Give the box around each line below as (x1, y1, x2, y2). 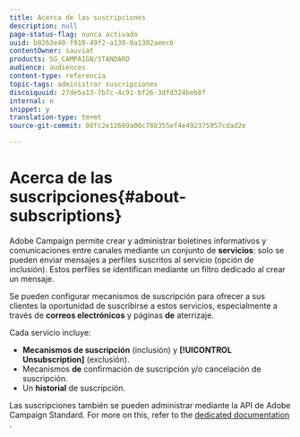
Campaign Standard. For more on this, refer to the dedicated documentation (9, 409, 290, 420)
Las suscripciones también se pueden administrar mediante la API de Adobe (9, 399, 291, 410)
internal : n (9, 96, 54, 106)
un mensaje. (9, 273, 56, 284)
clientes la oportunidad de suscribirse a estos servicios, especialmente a (9, 300, 278, 311)
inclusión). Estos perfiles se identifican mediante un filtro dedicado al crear (9, 263, 287, 274)
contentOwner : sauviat (9, 47, 94, 56)
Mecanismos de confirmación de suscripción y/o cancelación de (21, 364, 261, 374)
